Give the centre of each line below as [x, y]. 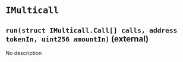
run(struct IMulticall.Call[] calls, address [91, 30]
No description [24, 53]
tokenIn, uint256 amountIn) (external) [77, 39]
